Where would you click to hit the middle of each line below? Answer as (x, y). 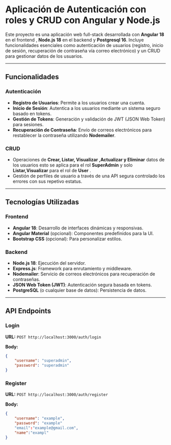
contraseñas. (26, 279)
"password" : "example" (38, 423)
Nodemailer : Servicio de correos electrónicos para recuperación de (84, 274)
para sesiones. (28, 124)
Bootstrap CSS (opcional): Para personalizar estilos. (67, 239)
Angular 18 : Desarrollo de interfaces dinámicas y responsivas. (78, 228)
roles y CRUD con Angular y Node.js (83, 20)
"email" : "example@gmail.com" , (47, 428)
